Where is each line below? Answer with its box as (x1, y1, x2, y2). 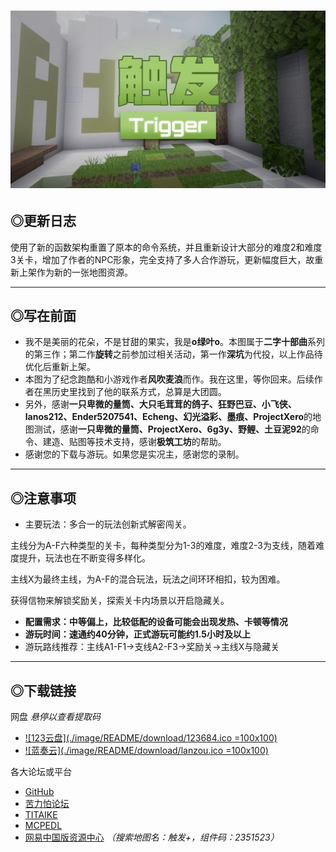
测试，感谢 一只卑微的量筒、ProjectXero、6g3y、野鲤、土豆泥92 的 (33, 423, 311, 435)
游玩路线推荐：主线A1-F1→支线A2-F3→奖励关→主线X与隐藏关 (24, 641, 280, 653)
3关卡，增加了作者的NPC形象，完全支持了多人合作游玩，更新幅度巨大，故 (10, 253, 315, 265)
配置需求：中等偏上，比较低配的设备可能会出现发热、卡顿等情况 (24, 616, 288, 628)
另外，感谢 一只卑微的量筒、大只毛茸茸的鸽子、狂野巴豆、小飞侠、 (24, 398, 297, 410)
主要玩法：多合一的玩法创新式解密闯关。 (24, 518, 192, 530)
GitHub (24, 785, 55, 797)
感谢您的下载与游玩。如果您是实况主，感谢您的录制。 (24, 448, 245, 460)
